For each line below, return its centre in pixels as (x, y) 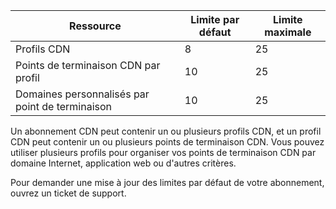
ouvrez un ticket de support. (68, 193)
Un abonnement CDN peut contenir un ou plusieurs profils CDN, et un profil (166, 131)
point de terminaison (64, 106)
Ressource (95, 26)
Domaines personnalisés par (82, 94)
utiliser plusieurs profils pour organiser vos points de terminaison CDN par (163, 152)
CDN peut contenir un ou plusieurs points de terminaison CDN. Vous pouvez (167, 142)
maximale (288, 32)
